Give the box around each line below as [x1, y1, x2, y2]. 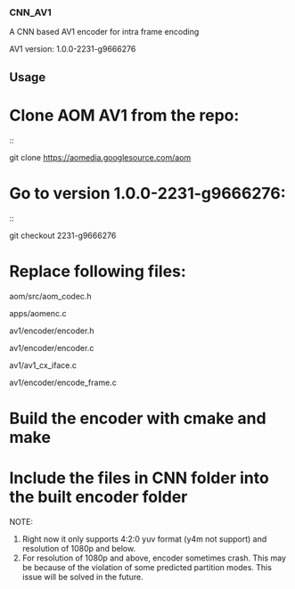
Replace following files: [9, 261, 187, 282]
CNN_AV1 [9, 6, 52, 19]
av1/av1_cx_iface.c [9, 359, 78, 371]
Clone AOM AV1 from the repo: [9, 105, 240, 126]
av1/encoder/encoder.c [9, 342, 94, 353]
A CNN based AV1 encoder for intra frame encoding [9, 27, 200, 37]
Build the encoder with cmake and [9, 408, 266, 429]
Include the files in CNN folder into [9, 468, 269, 487]
